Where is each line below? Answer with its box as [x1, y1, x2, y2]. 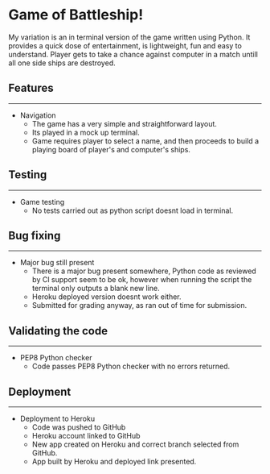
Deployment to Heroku [19, 414, 95, 423]
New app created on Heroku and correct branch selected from [31, 439, 239, 449]
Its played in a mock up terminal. [31, 127, 140, 137]
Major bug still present [19, 258, 95, 268]
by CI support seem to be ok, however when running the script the [31, 275, 252, 285]
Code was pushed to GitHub [31, 422, 126, 432]
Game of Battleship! [8, 6, 144, 24]
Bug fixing [8, 228, 61, 243]
